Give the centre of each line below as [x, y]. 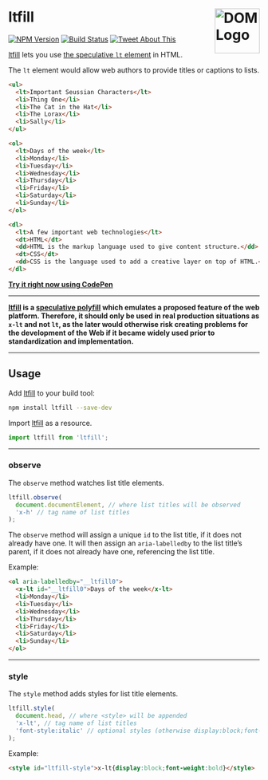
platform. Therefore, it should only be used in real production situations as [134, 316]
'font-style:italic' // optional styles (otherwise [103, 731]
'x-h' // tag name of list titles [73, 512]
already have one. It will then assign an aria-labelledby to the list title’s [125, 543]
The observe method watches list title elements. [87, 483]
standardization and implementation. [71, 341]
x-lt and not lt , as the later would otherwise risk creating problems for [128, 324]
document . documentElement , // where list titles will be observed [128, 505]
